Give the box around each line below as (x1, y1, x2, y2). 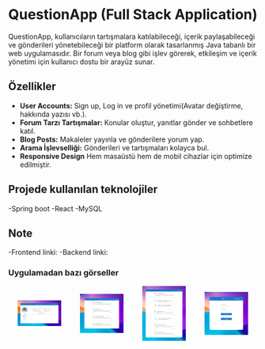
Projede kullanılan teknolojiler (8, 183, 158, 196)
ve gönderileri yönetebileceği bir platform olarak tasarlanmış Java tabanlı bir (8, 40, 256, 49)
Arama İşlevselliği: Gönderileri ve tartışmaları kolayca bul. (19, 142, 210, 152)
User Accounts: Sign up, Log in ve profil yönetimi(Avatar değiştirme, (19, 101, 244, 110)
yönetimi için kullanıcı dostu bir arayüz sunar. (8, 57, 155, 66)
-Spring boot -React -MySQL (8, 203, 103, 213)
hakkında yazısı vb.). (19, 109, 87, 119)
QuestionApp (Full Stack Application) (8, 6, 258, 24)
